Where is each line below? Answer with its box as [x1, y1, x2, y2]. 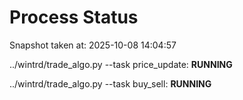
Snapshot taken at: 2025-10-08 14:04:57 [9, 39, 177, 51]
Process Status [9, 6, 139, 29]
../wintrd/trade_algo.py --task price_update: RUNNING [9, 58, 233, 70]
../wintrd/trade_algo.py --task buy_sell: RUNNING [9, 77, 212, 90]
